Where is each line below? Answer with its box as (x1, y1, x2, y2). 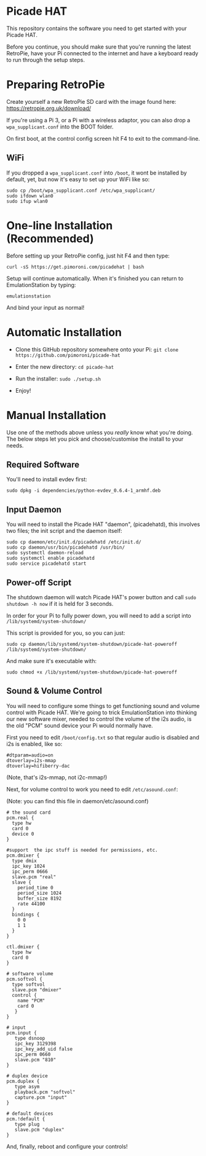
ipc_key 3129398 (14, 1040, 57, 1047)
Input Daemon (6, 504, 61, 514)
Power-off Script (6, 577, 72, 588)
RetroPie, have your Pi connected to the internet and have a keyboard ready (6, 49, 199, 57)
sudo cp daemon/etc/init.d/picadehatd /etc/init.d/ (6, 539, 141, 545)
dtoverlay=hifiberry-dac (6, 763, 70, 769)
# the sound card (6, 809, 51, 816)
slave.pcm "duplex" (14, 1127, 65, 1133)
